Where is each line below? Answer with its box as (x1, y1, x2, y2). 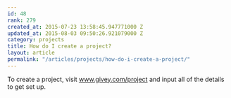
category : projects (7, 36, 65, 43)
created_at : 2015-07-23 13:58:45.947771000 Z (7, 23, 143, 30)
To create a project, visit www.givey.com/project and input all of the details (7, 75, 225, 83)
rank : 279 (7, 17, 37, 24)
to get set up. (7, 82, 46, 91)
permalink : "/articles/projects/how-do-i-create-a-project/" (7, 56, 191, 63)
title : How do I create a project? (7, 43, 112, 50)
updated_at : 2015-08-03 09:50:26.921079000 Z (7, 29, 143, 37)
